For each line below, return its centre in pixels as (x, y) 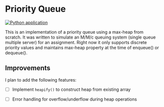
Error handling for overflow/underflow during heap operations (74, 99)
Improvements (28, 68)
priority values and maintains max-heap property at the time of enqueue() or (82, 47)
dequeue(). (16, 53)
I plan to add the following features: (41, 80)
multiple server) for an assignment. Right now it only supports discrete (76, 42)
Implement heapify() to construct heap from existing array (71, 89)
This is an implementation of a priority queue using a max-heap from (74, 32)
